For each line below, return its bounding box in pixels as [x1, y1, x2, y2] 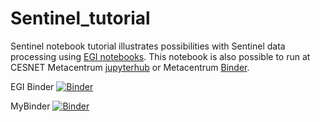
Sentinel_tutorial [10, 7, 151, 30]
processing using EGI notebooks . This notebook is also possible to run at [10, 50, 311, 62]
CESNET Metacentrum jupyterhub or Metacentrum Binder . [10, 61, 250, 73]
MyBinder [10, 100, 51, 112]
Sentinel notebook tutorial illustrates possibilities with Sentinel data [10, 40, 286, 52]
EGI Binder [10, 80, 55, 92]
